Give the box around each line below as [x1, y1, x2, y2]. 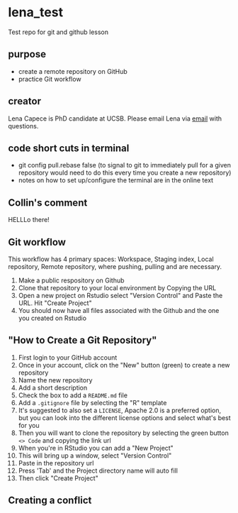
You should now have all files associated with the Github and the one [18, 307, 220, 314]
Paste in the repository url [18, 458, 94, 467]
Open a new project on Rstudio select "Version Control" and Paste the [18, 292, 223, 299]
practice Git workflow [18, 75, 81, 83]
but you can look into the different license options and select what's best [18, 413, 231, 422]
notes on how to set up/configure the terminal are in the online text [18, 176, 214, 184]
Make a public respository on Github [18, 276, 125, 285]
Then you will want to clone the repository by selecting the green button [18, 429, 229, 437]
